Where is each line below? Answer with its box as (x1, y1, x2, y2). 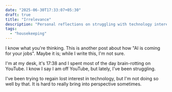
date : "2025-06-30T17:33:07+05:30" (5, 7, 81, 13)
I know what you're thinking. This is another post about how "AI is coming (5, 45, 160, 51)
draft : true (5, 12, 31, 17)
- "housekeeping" (10, 31, 47, 36)
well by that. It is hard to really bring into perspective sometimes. (5, 81, 142, 87)
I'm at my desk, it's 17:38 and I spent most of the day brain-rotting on (5, 60, 151, 66)
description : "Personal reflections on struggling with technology (5, 21, 153, 27)
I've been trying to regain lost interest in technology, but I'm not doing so (5, 76, 159, 81)
